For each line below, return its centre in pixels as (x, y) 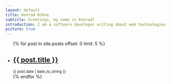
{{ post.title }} (36, 60)
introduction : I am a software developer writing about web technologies (86, 24)
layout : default (23, 10)
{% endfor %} (27, 76)
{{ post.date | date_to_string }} (39, 71)
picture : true (20, 29)
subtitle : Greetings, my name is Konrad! (50, 19)
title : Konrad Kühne (27, 15)
